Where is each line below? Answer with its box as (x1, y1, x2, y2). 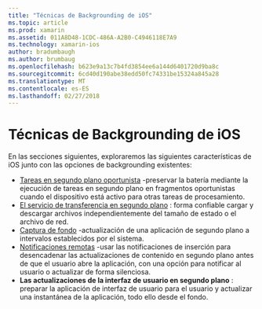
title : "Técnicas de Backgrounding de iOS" (8, 11, 153, 20)
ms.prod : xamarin (8, 26, 65, 34)
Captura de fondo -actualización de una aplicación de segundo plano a (19, 226, 249, 235)
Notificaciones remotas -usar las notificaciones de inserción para (19, 242, 231, 252)
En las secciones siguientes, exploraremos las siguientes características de (8, 152, 252, 161)
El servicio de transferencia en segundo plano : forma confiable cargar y (19, 200, 253, 210)
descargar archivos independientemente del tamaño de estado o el (19, 209, 237, 219)
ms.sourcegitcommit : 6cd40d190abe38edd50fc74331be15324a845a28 (8, 70, 220, 78)
